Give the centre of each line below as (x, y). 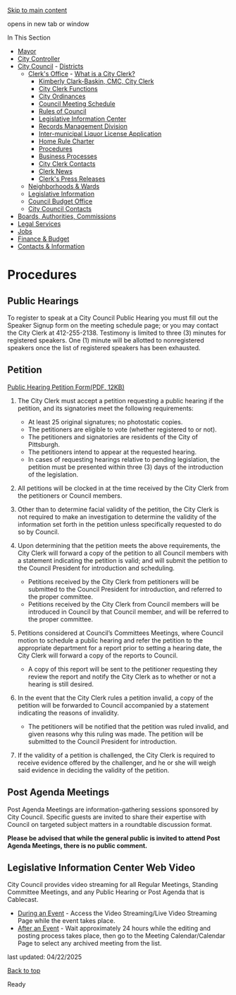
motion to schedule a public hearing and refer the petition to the (110, 640)
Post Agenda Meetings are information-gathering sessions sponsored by (113, 809)
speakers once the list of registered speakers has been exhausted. (104, 348)
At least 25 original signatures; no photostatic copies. (105, 422)
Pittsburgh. (44, 444)
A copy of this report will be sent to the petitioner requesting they (123, 669)
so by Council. (38, 532)
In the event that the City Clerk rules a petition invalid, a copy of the (115, 698)
